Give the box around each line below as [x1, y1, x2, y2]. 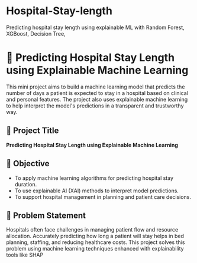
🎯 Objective [6, 159, 50, 169]
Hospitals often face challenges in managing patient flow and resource [6, 226, 179, 233]
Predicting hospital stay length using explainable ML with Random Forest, [6, 24, 185, 31]
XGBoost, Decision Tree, [6, 30, 66, 37]
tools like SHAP [6, 251, 44, 259]
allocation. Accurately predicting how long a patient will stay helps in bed [6, 233, 185, 240]
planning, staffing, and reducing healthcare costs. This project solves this [6, 239, 185, 246]
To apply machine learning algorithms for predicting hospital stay [14, 174, 173, 182]
